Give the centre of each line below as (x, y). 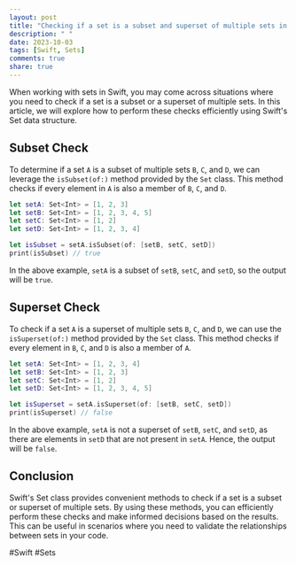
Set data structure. (43, 120)
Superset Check (55, 308)
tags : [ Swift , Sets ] (47, 50)
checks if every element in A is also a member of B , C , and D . (118, 188)
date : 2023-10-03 (41, 42)
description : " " (41, 34)
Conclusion (42, 476)
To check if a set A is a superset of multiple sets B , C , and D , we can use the (145, 329)
